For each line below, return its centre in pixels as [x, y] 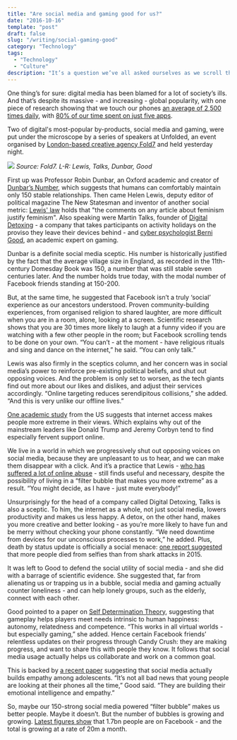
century [19, 268]
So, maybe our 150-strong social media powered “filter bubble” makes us [114, 706]
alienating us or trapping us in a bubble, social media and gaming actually [114, 583]
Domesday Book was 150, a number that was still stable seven [122, 268]
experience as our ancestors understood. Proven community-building [108, 305]
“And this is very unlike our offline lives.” [66, 401]
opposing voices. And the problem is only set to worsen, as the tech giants [116, 378]
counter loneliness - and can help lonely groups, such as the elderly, [107, 590]
